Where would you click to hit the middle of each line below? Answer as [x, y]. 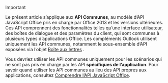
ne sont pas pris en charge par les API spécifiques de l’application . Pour [82, 65]
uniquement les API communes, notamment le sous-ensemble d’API [76, 44]
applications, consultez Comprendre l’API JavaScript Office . [68, 75]
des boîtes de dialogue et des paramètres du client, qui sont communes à [82, 33]
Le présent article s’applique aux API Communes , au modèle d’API [75, 17]
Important [16, 7]
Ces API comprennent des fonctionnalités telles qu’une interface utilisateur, [84, 28]
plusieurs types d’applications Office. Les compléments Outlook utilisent [81, 38]
